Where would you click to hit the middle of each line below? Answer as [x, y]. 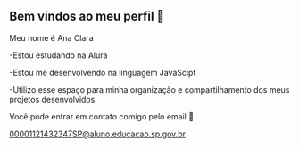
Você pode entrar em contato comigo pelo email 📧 [102, 116]
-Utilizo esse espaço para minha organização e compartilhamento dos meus [149, 89]
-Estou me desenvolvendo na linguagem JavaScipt [103, 72]
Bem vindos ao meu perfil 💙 [87, 16]
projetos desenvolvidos [52, 99]
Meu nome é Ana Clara [51, 37]
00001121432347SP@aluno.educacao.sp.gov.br [97, 134]
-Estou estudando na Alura [58, 55]
